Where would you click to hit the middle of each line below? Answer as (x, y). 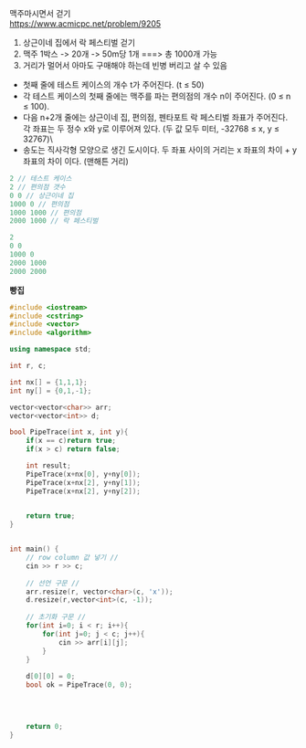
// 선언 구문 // (53, 583)
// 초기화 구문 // (56, 617)
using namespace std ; (51, 350)
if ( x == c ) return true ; (71, 441)
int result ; (48, 466)
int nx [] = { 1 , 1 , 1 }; (49, 382)
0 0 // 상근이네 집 (42, 195)
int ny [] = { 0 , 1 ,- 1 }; (51, 391)
